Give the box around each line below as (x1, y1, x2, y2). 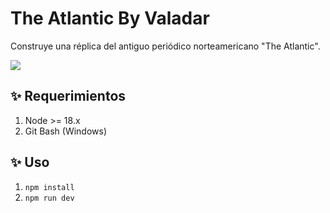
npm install (24, 182, 75, 192)
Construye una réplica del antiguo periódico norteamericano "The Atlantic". (10, 40, 321, 52)
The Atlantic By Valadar (10, 7, 210, 30)
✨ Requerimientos (10, 88, 127, 105)
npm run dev (24, 193, 75, 203)
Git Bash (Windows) (24, 125, 108, 137)
